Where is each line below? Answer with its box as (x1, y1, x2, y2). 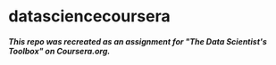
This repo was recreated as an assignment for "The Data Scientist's (8, 36, 267, 46)
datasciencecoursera (8, 6, 171, 27)
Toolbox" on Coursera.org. (8, 45, 111, 56)
